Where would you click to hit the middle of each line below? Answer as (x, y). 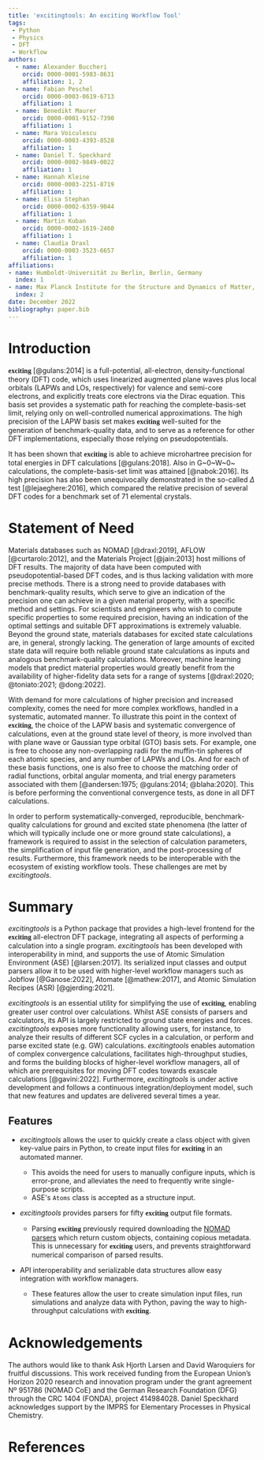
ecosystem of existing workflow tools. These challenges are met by (117, 867)
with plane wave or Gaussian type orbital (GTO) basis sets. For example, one (132, 742)
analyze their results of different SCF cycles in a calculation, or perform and (131, 1037)
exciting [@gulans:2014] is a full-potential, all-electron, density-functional (126, 370)
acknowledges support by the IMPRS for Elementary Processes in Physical (129, 1407)
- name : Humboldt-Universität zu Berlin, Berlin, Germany (105, 273)
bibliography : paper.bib (49, 309)
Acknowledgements (76, 1343)
